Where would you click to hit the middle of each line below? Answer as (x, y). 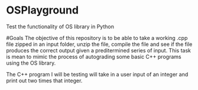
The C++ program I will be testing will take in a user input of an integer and (97, 74)
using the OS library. (31, 63)
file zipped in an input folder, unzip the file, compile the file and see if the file (99, 44)
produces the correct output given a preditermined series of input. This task (98, 50)
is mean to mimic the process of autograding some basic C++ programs (94, 56)
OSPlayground (42, 10)
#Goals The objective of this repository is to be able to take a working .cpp (97, 38)
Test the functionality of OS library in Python (60, 26)
